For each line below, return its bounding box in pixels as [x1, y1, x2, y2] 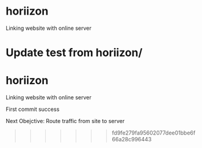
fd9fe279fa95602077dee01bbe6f [112, 129, 196, 136]
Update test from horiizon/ [5, 46, 143, 60]
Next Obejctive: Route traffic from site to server [5, 118, 125, 125]
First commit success [5, 105, 60, 113]
